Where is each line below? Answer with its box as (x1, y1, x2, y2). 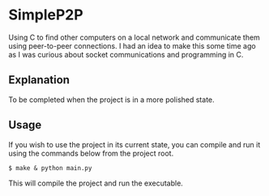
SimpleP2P (8, 6, 83, 24)
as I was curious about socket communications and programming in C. (8, 49, 244, 59)
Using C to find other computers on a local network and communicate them (8, 32, 261, 42)
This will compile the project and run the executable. (8, 178, 184, 188)
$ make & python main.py (8, 164, 92, 172)
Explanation (8, 73, 70, 87)
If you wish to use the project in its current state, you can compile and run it (8, 139, 261, 149)
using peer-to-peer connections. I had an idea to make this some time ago (8, 40, 257, 50)
